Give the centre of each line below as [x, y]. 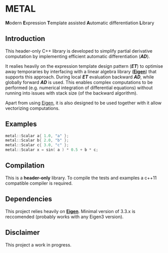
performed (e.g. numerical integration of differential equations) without [79, 88]
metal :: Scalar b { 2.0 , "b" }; [37, 140]
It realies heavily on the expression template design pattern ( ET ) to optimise [84, 66]
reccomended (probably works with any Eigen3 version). [65, 217]
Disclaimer [23, 233]
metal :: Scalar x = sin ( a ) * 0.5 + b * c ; [52, 150]
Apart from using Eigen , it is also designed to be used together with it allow [83, 103]
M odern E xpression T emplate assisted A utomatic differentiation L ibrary [80, 23]
